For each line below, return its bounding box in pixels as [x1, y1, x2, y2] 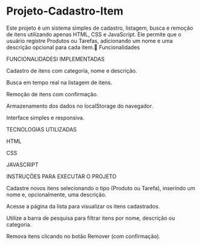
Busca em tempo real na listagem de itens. [6, 79, 113, 86]
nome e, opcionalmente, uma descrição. [6, 191, 107, 198]
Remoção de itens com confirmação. [6, 90, 99, 98]
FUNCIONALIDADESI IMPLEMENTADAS [6, 55, 105, 62]
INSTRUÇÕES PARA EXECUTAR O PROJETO [6, 173, 117, 180]
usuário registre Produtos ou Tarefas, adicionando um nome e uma [6, 37, 173, 44]
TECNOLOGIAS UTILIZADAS [6, 125, 77, 133]
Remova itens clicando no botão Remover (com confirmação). [6, 232, 160, 240]
